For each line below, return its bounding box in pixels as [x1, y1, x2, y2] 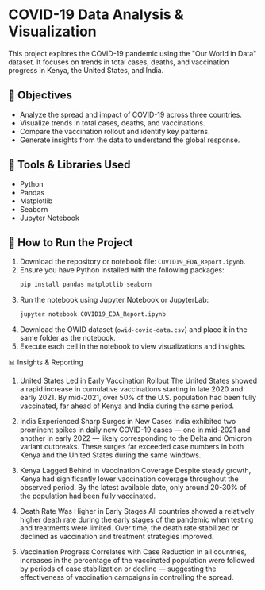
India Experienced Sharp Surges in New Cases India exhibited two [19, 417, 236, 426]
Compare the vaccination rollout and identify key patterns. [19, 126, 210, 136]
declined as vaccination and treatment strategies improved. [19, 532, 214, 542]
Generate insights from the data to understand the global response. [19, 135, 240, 145]
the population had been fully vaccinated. [19, 491, 156, 501]
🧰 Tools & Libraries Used [8, 158, 131, 172]
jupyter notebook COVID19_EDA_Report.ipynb [19, 310, 167, 318]
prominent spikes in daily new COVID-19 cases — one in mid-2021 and [19, 425, 251, 434]
